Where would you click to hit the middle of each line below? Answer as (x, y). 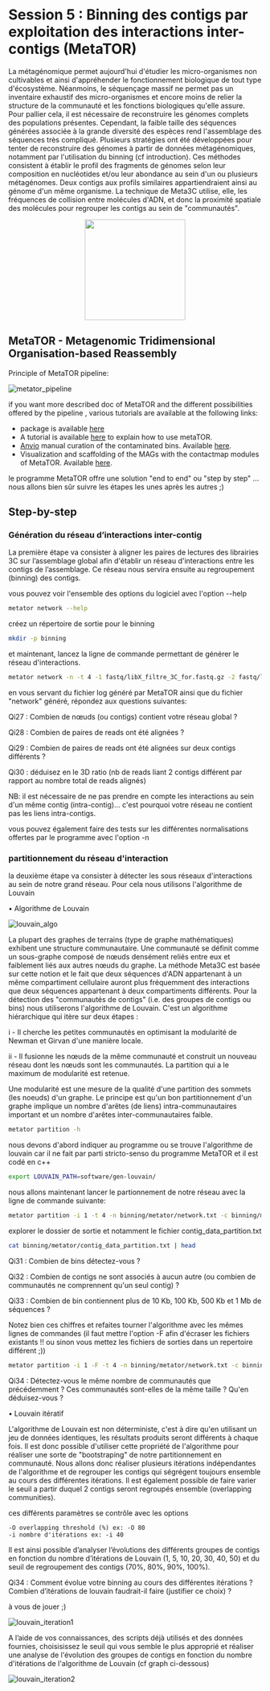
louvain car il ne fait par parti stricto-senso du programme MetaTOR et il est (133, 1153)
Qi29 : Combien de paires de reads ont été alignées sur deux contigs (122, 748)
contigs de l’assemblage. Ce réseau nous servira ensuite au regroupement (131, 570)
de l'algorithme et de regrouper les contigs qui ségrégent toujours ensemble (135, 1471)
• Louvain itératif (36, 1413)
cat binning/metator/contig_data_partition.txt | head (102, 1245)
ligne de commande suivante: (57, 1201)
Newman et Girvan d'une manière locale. (76, 1041)
